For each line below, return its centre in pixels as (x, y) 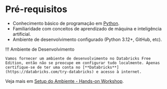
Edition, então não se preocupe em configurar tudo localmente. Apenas (82, 63)
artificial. (22, 34)
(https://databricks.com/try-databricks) (50, 72)
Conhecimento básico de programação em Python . (66, 23)
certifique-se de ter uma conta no (43, 67)
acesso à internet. (121, 72)
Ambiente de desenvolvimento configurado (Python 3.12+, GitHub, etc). (87, 39)
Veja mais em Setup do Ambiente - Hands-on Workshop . (65, 81)
